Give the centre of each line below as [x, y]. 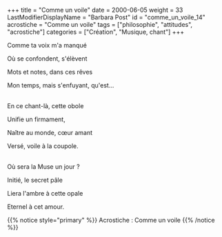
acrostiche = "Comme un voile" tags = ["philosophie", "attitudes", [100, 24]
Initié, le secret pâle [35, 180]
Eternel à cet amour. [36, 207]
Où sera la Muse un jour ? [44, 167]
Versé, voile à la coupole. [43, 146]
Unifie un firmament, [36, 119]
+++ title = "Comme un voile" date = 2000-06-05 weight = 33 [95, 10]
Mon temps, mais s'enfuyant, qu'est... [61, 85]
